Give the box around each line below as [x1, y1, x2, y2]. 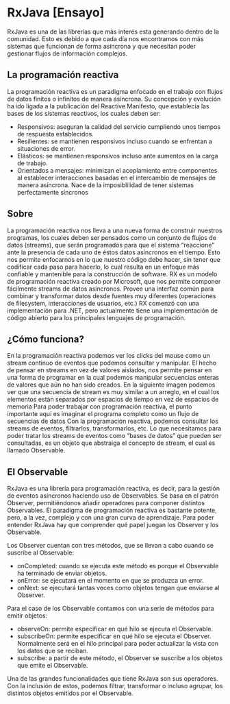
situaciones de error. [16, 144, 76, 152]
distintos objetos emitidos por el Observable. [7, 689, 133, 697]
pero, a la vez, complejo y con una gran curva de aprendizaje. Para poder [7, 513, 214, 522]
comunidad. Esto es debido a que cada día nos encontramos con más [7, 34, 204, 43]
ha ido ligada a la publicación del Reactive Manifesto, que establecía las [7, 101, 210, 110]
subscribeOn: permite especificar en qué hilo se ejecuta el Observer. [16, 632, 212, 640]
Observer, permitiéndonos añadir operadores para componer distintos [7, 499, 205, 507]
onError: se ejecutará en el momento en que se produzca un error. [16, 576, 204, 585]
